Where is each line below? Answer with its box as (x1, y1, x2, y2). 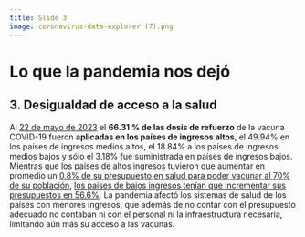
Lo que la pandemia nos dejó (9, 61, 231, 82)
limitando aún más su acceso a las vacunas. (9, 218, 175, 229)
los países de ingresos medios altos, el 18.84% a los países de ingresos (9, 140, 279, 151)
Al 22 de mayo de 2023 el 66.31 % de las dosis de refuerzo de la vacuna (9, 121, 285, 132)
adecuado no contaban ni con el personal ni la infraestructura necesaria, (9, 209, 283, 220)
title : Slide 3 (9, 13, 68, 23)
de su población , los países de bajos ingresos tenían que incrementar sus (9, 180, 286, 191)
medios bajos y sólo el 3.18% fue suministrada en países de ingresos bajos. (9, 150, 294, 161)
